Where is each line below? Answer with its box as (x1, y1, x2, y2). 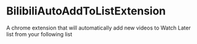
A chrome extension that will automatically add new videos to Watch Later (6, 24, 191, 31)
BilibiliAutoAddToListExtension (6, 4, 166, 18)
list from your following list (6, 30, 73, 37)
